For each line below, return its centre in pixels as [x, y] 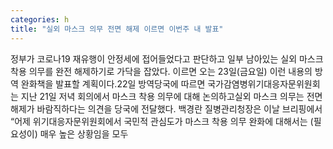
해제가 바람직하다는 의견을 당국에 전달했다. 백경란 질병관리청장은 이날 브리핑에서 [166, 108]
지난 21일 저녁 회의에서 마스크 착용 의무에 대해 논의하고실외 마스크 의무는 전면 [171, 96]
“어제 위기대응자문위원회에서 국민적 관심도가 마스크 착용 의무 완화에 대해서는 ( [162, 121]
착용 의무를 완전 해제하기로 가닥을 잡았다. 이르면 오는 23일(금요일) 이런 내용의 [161, 71]
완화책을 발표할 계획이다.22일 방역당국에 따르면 [113, 83]
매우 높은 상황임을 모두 [84, 133]
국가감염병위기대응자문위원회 [264, 83]
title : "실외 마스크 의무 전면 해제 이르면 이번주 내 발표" [117, 29]
